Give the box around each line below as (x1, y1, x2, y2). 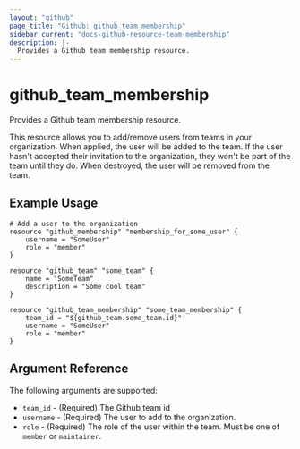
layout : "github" (9, 13, 74, 22)
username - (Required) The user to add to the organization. (21, 411, 236, 422)
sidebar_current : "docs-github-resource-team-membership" (9, 30, 230, 38)
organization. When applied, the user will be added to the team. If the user (9, 141, 284, 152)
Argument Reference (9, 361, 129, 377)
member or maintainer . (21, 430, 101, 441)
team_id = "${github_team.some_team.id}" (25, 313, 182, 322)
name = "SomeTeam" (25, 274, 94, 283)
